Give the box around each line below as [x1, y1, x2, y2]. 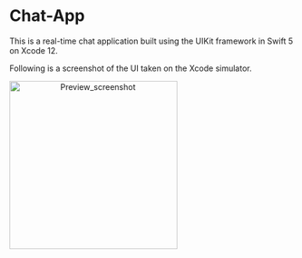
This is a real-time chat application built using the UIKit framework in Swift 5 [9, 35, 293, 46]
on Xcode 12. [9, 45, 59, 55]
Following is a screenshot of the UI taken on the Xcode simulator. [9, 63, 252, 74]
